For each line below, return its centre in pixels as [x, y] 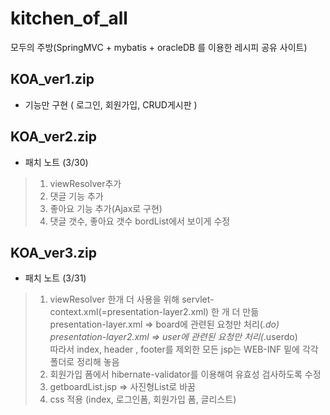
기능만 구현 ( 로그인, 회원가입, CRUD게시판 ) [111, 104]
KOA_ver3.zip [53, 252]
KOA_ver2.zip [54, 137]
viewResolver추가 [85, 183]
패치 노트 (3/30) [56, 162]
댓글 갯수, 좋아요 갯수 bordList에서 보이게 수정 [140, 221]
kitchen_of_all [69, 18]
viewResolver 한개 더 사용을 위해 [114, 299]
